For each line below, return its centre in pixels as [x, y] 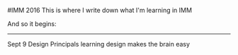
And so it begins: [32, 24]
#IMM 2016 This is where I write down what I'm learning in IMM [100, 10]
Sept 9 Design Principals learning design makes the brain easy [98, 44]
